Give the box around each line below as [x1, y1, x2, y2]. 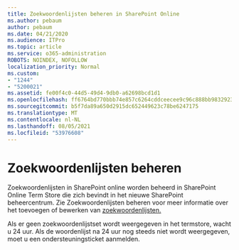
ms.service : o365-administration [7, 50, 107, 58]
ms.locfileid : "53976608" [7, 129, 84, 136]
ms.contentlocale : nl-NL [7, 116, 81, 123]
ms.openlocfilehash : [7, 97, 69, 104]
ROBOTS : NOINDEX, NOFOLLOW [7, 57, 87, 64]
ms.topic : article [7, 43, 62, 50]
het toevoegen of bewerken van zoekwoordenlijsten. [7, 206, 161, 214]
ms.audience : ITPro [7, 37, 65, 44]
